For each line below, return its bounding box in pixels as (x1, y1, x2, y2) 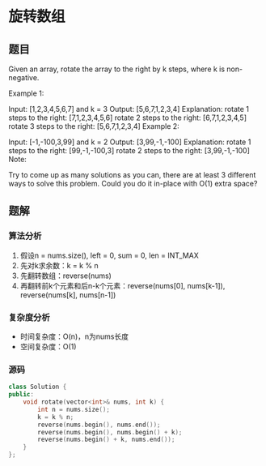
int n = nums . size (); (37, 405, 111, 413)
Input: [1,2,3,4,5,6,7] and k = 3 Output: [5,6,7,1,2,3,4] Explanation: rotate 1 (8, 105, 249, 113)
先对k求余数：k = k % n (19, 260, 99, 270)
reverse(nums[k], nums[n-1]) (19, 289, 116, 300)
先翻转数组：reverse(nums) (19, 271, 112, 280)
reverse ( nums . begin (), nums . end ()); (37, 421, 161, 429)
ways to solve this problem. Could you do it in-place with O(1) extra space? (8, 179, 258, 188)
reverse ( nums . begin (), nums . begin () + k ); (37, 428, 183, 436)
